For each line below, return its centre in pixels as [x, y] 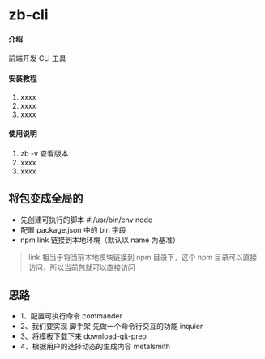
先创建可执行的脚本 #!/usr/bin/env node [86, 220]
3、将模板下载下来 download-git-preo [83, 336]
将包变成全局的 [46, 199]
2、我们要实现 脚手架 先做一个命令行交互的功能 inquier [111, 327]
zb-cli [28, 15]
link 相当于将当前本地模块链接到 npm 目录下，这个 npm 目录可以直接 [143, 257]
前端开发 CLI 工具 [37, 58]
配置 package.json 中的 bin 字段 [73, 229]
